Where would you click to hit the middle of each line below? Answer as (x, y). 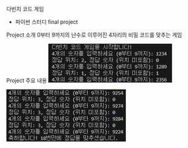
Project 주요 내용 (27, 80)
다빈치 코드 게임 (25, 9)
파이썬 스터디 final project (46, 22)
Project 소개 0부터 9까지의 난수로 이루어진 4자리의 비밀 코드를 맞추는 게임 (94, 35)
